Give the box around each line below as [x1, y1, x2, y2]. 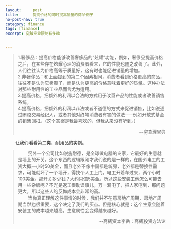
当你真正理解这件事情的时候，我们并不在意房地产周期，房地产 [27, 195, 158, 201]
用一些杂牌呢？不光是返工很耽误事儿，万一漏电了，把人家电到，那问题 [17, 182, 165, 188]
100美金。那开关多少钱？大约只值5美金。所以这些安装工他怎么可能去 [17, 176, 162, 182]
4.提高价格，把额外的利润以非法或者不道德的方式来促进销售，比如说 [17, 105, 160, 111]
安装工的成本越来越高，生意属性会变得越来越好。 [17, 208, 121, 213]
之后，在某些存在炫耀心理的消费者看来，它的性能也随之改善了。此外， [17, 61, 165, 67]
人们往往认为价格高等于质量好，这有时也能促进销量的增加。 [17, 67, 143, 73]
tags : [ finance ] [5, 26, 40, 31]
